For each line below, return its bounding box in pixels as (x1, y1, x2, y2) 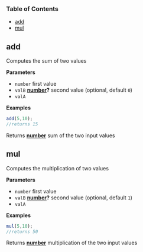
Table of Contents (6, 5, 59, 13)
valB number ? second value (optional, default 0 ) (14, 86, 133, 93)
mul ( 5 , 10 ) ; (6, 223, 33, 229)
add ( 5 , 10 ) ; (6, 116, 33, 122)
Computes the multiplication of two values (6, 164, 109, 172)
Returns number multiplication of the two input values (6, 239, 138, 247)
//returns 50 (6, 228, 38, 235)
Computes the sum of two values (6, 57, 87, 64)
